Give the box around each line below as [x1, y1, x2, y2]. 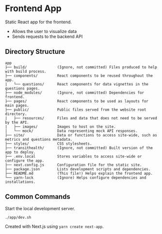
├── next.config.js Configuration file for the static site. [5, 162, 142, 167]
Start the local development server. [5, 205, 75, 211]
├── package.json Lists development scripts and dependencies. [5, 167, 151, 171]
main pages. [5, 103, 29, 108]
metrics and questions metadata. [5, 137, 73, 142]
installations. [5, 179, 36, 184]
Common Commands [5, 193, 70, 201]
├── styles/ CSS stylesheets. [5, 141, 92, 146]
